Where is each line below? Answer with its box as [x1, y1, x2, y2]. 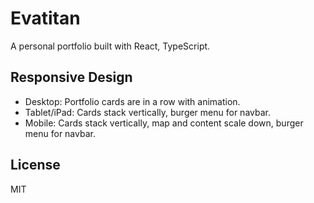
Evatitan [10, 7, 81, 30]
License [10, 157, 61, 174]
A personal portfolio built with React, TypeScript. [10, 40, 211, 52]
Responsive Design [10, 69, 133, 86]
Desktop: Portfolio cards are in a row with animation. [24, 95, 241, 107]
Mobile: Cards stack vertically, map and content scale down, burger [24, 117, 304, 129]
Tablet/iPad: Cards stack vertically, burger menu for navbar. [24, 106, 271, 118]
